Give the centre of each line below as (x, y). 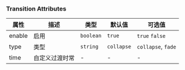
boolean (91, 36)
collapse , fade (157, 47)
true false (151, 36)
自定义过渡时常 (54, 58)
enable (18, 36)
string (89, 47)
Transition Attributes (36, 9)
